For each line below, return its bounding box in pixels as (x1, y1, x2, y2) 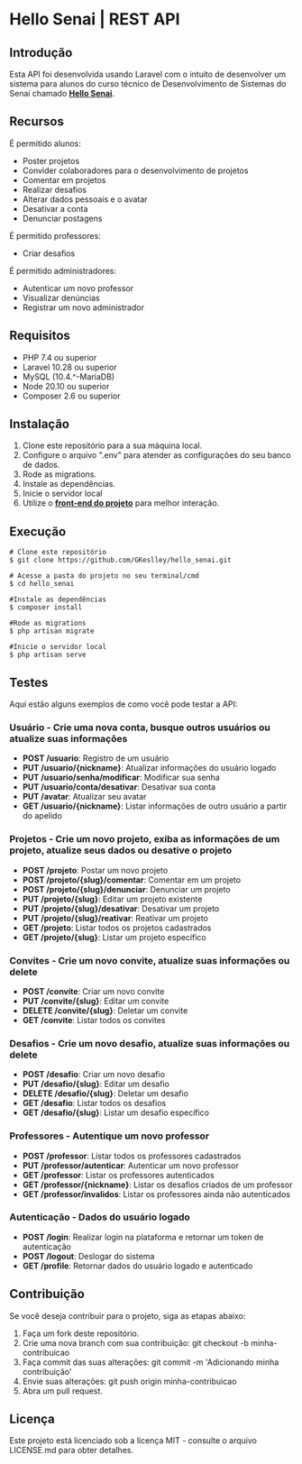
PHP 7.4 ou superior (22, 352, 97, 362)
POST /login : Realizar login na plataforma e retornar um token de (22, 1231, 264, 1242)
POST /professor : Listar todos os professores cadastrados (22, 1150, 242, 1161)
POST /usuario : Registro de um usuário (22, 753, 169, 764)
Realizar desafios (22, 184, 87, 195)
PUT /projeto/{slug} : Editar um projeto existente (22, 893, 203, 904)
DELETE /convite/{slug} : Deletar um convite (22, 1005, 188, 1016)
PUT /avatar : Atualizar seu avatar (22, 791, 147, 802)
